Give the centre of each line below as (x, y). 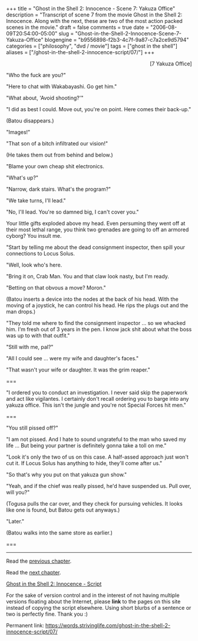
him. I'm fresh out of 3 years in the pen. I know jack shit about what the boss (99, 329)
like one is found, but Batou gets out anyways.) (63, 510)
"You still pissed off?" (32, 428)
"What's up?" (22, 178)
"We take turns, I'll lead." (36, 200)
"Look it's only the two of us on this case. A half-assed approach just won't (97, 457)
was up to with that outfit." (38, 336)
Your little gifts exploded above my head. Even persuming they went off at (96, 223)
